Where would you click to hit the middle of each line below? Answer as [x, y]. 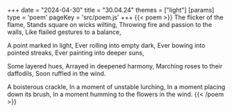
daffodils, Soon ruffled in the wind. [57, 73]
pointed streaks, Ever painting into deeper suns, [76, 53]
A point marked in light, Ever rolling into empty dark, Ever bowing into [106, 45]
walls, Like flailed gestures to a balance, [64, 32]
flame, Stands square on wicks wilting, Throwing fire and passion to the [110, 25]
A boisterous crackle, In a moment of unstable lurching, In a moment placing [116, 87]
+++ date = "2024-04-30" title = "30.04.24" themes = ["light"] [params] [111, 10]
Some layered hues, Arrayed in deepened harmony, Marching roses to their [115, 66]
